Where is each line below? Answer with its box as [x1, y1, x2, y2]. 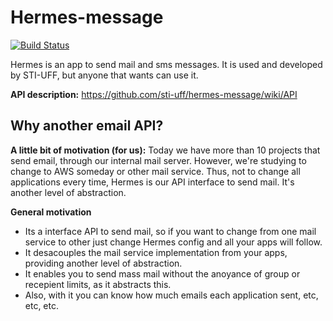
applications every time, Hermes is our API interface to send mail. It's [10, 176, 295, 188]
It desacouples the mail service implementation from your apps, [24, 246, 288, 258]
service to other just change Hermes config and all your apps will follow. [24, 236, 323, 248]
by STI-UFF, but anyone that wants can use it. [10, 69, 199, 81]
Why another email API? [10, 117, 164, 135]
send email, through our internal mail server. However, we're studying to [10, 154, 307, 166]
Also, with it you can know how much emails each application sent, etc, [24, 289, 319, 301]
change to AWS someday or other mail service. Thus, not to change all [10, 165, 301, 177]
